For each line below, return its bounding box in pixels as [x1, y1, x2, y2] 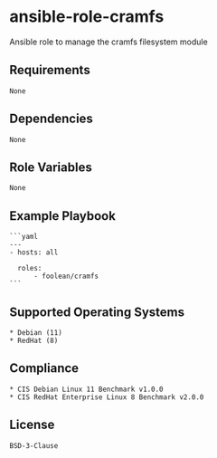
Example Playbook [9, 208, 116, 224]
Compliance [9, 360, 80, 377]
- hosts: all [9, 248, 59, 257]
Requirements [9, 62, 90, 78]
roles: [17, 264, 42, 273]
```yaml [9, 233, 39, 242]
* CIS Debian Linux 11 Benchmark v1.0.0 [9, 385, 165, 394]
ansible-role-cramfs [9, 6, 165, 27]
